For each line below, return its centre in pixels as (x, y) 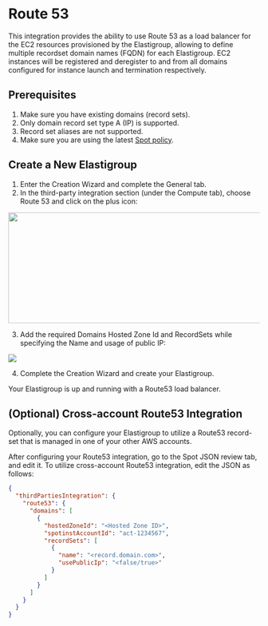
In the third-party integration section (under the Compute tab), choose (135, 192)
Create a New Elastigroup (73, 165)
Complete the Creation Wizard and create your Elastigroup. (117, 373)
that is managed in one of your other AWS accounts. (106, 442)
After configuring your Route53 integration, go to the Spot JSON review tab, (133, 457)
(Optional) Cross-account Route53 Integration (126, 413)
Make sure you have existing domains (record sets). (105, 114)
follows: (21, 474)
